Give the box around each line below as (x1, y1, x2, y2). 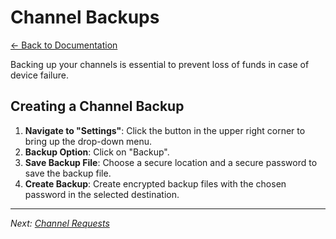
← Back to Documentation (10, 39, 118, 51)
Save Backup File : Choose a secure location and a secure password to (24, 156, 318, 168)
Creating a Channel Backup (10, 98, 185, 115)
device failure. (10, 69, 69, 81)
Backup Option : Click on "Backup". (24, 146, 170, 158)
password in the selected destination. (24, 188, 180, 200)
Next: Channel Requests (10, 217, 110, 229)
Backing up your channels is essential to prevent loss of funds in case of (10, 58, 310, 70)
